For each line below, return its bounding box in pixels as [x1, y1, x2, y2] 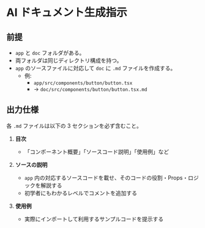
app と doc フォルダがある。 [15, 50, 85, 56]
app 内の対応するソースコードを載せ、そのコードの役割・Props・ [24, 174, 188, 181]
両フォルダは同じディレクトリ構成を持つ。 [15, 57, 122, 64]
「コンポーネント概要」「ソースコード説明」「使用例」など [24, 148, 170, 155]
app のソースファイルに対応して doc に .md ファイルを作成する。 [15, 65, 176, 72]
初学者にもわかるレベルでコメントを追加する [24, 189, 138, 196]
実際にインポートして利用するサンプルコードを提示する [24, 215, 164, 222]
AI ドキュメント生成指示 [6, 6, 127, 20]
